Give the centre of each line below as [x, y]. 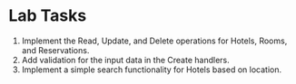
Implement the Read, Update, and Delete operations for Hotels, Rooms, [154, 41]
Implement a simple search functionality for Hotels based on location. [152, 70]
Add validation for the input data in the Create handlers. [125, 60]
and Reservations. [55, 50]
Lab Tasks [48, 16]
